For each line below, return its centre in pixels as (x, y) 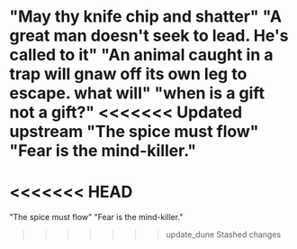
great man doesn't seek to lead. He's (149, 36)
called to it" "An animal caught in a (141, 55)
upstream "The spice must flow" (134, 132)
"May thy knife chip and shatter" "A (146, 17)
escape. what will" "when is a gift (137, 93)
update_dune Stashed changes (224, 235)
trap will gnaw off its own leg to (128, 74)
